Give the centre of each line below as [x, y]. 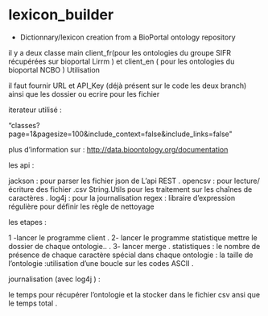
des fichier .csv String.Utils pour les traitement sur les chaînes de [144, 189]
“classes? [24, 125]
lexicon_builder [61, 15]
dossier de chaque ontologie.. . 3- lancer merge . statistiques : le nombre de [134, 246]
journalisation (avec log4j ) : [54, 279]
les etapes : [27, 222]
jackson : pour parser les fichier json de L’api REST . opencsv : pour [120, 181]
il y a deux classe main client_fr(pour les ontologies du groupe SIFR [120, 52]
